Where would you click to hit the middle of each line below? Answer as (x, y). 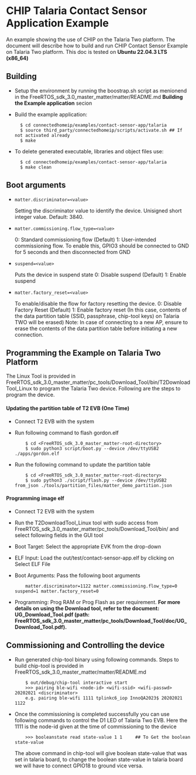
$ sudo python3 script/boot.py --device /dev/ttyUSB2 (92, 448)
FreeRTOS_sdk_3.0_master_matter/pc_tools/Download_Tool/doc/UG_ (101, 620)
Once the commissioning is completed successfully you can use (92, 714)
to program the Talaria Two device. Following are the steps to (107, 389)
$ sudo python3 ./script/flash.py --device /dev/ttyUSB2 (96, 480)
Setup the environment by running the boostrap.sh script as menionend (101, 90)
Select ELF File (32, 564)
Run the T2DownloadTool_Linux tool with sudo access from (86, 523)
